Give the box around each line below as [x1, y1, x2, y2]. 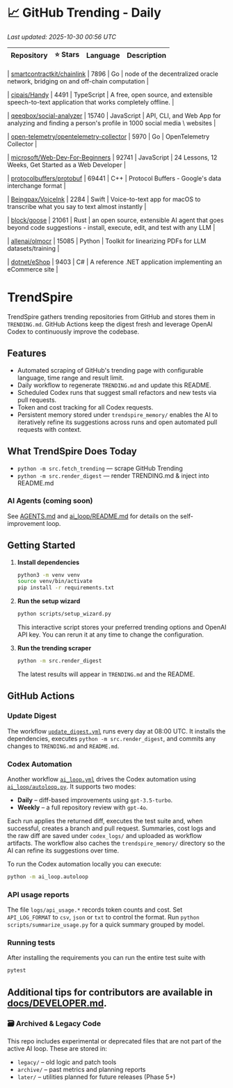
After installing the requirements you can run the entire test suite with [7, 954, 206, 962]
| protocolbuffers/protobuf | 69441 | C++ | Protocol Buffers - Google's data [7, 174, 221, 182]
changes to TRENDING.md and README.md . [7, 742, 120, 750]
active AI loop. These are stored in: [7, 1045, 108, 1052]
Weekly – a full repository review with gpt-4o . [17, 803, 148, 811]
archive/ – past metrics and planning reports [17, 1066, 146, 1073]
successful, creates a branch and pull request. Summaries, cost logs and [7, 824, 216, 832]
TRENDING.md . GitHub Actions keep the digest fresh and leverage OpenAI [7, 320, 214, 328]
